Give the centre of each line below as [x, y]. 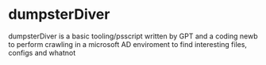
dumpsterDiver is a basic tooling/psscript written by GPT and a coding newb [133, 36]
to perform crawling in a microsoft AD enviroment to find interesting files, [128, 44]
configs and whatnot [42, 52]
